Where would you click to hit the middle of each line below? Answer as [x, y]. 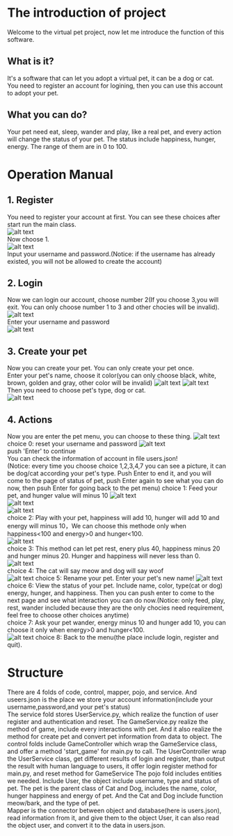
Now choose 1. [29, 239]
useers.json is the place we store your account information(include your [110, 699]
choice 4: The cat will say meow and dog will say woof [86, 571]
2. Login [25, 283]
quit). [15, 645]
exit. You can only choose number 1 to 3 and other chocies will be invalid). [113, 307]
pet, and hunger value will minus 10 [58, 495]
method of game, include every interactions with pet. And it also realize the [115, 729]
